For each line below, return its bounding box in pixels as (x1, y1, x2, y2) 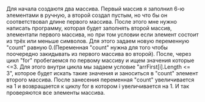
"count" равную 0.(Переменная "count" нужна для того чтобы (6, 44, 168, 51)
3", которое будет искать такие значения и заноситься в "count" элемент (6, 70, 198, 76)
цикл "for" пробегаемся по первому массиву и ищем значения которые (6, 57, 195, 64)
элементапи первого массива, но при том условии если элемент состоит (6, 31, 199, 38)
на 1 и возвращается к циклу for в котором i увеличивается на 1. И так (6, 83, 190, 90)
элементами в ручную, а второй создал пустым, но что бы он (6, 12, 168, 19)
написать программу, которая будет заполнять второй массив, (6, 24, 172, 32)
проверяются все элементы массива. (6, 89, 106, 96)
